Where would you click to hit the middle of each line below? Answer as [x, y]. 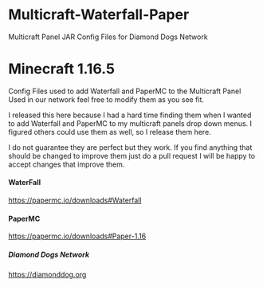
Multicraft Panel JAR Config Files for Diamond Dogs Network [108, 37]
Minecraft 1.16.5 [62, 69]
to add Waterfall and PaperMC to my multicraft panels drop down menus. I [130, 123]
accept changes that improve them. [67, 164]
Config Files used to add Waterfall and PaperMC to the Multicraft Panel [125, 91]
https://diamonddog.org [47, 275]
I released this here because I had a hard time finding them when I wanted [130, 115]
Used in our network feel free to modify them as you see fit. [106, 99]
